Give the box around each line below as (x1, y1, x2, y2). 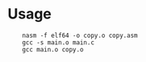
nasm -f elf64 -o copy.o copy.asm (22, 31, 138, 39)
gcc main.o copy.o (22, 45, 84, 53)
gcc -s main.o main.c (22, 38, 94, 47)
